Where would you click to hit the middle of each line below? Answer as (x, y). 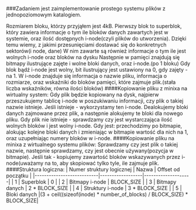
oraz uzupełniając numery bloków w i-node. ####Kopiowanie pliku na (90, 138)
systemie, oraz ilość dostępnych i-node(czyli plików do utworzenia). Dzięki (96, 38)
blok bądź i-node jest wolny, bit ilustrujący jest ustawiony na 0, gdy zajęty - (97, 70)
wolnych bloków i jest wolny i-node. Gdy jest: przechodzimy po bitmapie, (94, 126)
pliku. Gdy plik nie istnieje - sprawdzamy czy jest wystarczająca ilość (89, 119)
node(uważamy (25, 163)
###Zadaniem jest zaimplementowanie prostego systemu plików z (86, 9)
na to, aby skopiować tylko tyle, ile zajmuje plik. (102, 163)
